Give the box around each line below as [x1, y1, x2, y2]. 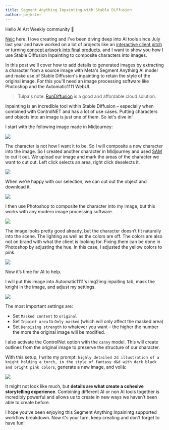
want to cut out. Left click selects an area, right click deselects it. [5, 159, 140, 165]
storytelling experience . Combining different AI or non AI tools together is [5, 388, 160, 395]
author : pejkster [5, 12, 42, 17]
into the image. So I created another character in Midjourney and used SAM [5, 148, 162, 154]
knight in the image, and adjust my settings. [5, 284, 96, 290]
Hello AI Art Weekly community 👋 [5, 26, 74, 32]
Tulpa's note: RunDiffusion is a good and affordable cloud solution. [17, 93, 156, 99]
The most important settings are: [5, 303, 73, 309]
